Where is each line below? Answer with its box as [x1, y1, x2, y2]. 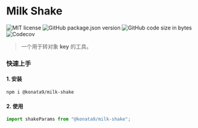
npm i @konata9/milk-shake [6, 89, 74, 96]
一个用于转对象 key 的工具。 [21, 43, 92, 50]
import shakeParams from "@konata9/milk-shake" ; [6, 116, 131, 123]
